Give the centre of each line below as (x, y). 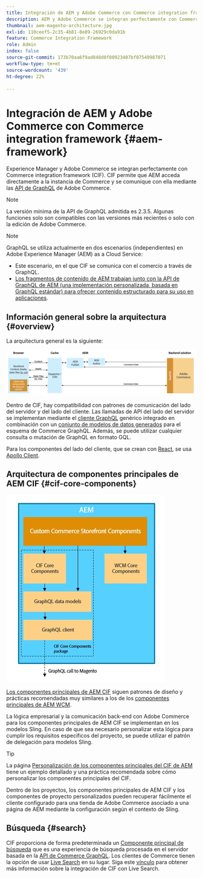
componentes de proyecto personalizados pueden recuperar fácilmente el (99, 796)
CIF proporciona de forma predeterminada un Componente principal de (95, 842)
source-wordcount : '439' (37, 70)
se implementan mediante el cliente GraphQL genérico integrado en (91, 418)
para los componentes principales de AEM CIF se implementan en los (93, 723)
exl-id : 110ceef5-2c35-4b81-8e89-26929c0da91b (66, 32)
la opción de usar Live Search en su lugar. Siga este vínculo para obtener (97, 862)
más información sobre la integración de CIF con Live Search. (83, 868)
